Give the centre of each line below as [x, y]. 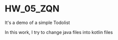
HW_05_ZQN [32, 9]
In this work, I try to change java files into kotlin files [59, 32]
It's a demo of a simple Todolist [37, 22]
